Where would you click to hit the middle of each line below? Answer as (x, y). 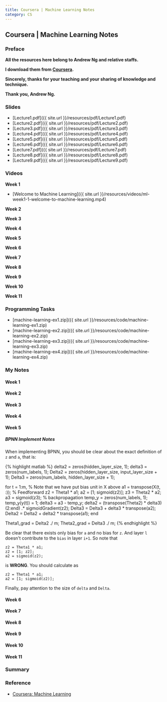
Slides (13, 107)
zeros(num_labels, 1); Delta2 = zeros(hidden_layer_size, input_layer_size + (81, 472)
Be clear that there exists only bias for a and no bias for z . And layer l (76, 533)
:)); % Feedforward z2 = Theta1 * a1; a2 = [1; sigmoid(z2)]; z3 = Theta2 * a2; (83, 492)
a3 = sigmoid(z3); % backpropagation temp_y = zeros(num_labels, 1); (77, 497)
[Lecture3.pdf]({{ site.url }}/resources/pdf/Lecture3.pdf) (70, 128)
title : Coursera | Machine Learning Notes (50, 10)
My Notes (17, 370)
